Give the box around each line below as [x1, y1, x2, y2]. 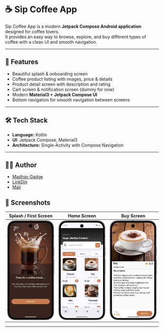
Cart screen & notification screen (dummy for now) [12, 86, 115, 92]
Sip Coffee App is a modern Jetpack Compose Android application [5, 23, 142, 29]
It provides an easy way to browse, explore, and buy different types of [5, 34, 146, 40]
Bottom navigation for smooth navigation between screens [12, 96, 130, 103]
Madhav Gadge [12, 174, 43, 180]
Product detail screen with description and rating [12, 81, 111, 87]
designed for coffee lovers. [5, 28, 60, 34]
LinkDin [12, 179, 28, 185]
